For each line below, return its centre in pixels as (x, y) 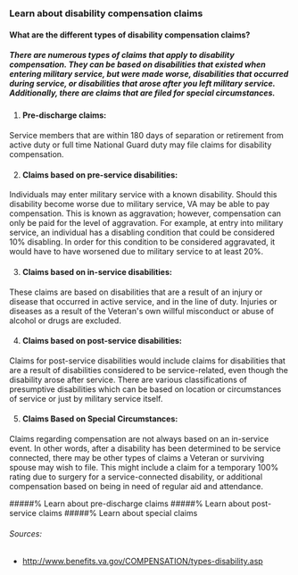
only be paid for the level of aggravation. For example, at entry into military (146, 223)
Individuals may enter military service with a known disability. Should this (144, 195)
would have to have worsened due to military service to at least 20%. (137, 252)
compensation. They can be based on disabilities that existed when (137, 64)
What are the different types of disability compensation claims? (130, 35)
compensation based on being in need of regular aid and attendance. (137, 486)
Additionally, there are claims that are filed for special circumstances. (142, 93)
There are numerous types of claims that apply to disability (122, 55)
